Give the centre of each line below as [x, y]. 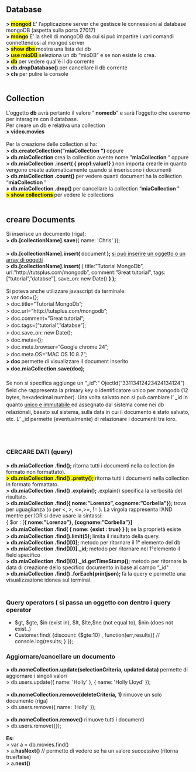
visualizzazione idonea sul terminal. [49, 580]
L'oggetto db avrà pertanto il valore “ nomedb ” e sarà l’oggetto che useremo [98, 113]
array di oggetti [25, 260]
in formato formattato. [32, 484]
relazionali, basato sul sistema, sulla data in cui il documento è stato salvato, [98, 412]
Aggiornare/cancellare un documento [61, 657]
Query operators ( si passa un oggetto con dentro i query [88, 602]
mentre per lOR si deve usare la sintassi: [54, 515]
